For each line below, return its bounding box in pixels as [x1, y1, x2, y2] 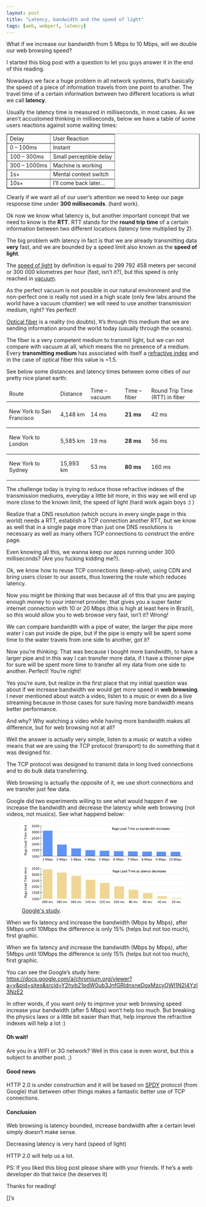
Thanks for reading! [6, 1182, 56, 1190]
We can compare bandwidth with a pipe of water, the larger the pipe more [6, 623, 193, 630]
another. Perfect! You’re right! [6, 667, 81, 674]
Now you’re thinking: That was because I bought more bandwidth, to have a [6, 647, 198, 655]
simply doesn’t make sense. [6, 1129, 77, 1136]
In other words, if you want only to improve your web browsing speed [6, 1000, 182, 1007]
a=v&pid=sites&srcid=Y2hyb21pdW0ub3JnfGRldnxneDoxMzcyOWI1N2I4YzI [6, 981, 198, 989]
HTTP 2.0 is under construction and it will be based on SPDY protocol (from [6, 1081, 197, 1089]
